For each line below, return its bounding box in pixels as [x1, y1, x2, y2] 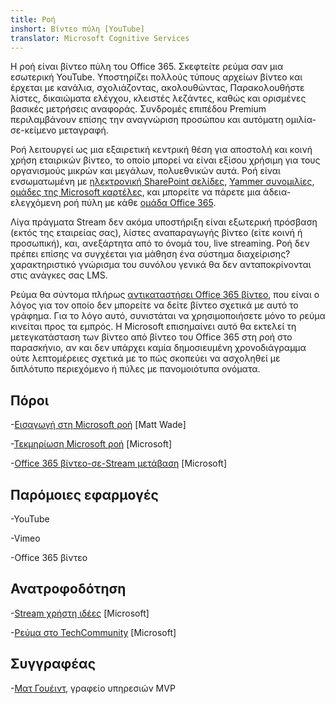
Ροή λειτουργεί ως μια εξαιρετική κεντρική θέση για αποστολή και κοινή [10, 144, 313, 156]
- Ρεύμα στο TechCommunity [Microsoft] [10, 626, 177, 638]
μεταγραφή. [58, 124, 109, 136]
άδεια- [263, 186, 292, 198]
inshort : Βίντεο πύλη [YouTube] [10, 24, 145, 34]
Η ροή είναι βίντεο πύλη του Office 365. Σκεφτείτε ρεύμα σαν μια [10, 61, 284, 73]
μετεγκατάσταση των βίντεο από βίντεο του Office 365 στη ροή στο [10, 331, 293, 343]
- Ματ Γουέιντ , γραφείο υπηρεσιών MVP [10, 682, 176, 694]
